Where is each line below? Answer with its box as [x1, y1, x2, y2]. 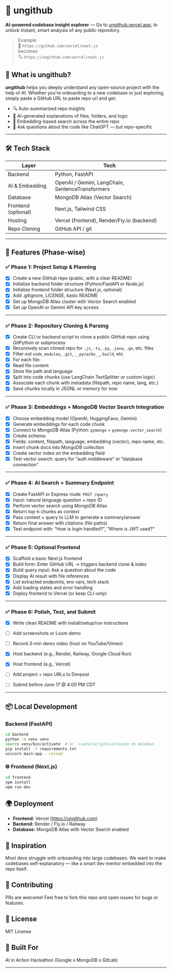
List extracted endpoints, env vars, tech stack [12, 578, 109, 585]
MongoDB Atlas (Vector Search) [54, 194, 132, 201]
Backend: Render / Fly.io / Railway [12, 821, 86, 827]
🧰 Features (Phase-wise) [5, 248, 85, 256]
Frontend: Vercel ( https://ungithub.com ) [12, 815, 98, 821]
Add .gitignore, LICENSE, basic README [12, 292, 98, 298]
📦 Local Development [5, 702, 78, 711]
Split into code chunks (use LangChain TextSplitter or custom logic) [12, 374, 155, 380]
